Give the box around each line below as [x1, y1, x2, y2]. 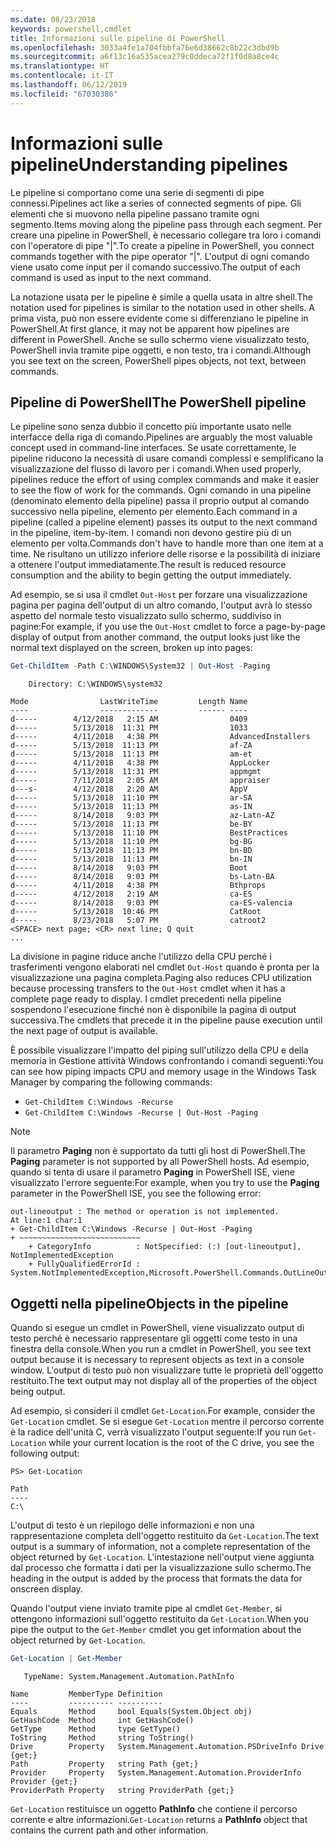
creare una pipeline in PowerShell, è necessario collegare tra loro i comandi [10, 229, 322, 241]
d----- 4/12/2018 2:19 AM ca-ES [10, 889, 253, 900]
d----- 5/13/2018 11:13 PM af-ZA [10, 741, 253, 751]
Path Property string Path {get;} [10, 1759, 199, 1769]
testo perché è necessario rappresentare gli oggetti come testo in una [10, 1332, 298, 1345]
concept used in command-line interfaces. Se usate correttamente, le [10, 442, 297, 454]
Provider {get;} [10, 1776, 78, 1786]
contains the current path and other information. [10, 1824, 209, 1836]
